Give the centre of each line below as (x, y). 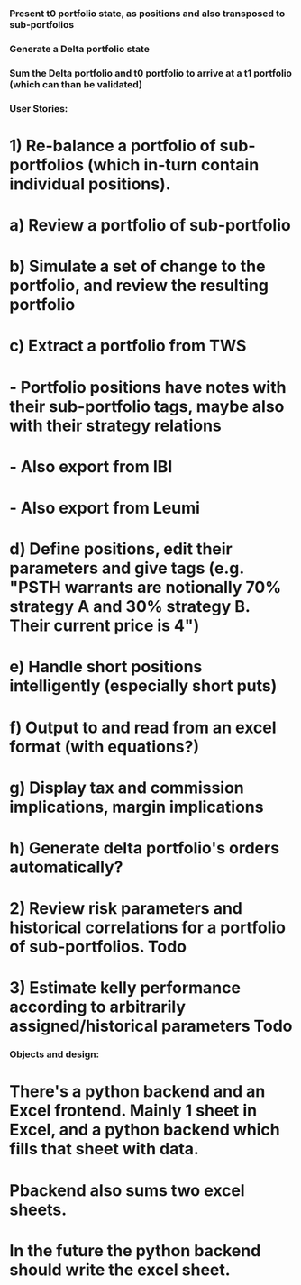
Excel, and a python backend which (145, 1130)
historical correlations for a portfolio (148, 928)
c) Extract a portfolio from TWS (128, 346)
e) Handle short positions (106, 667)
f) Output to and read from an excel (143, 727)
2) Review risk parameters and (126, 909)
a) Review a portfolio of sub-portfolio (150, 226)
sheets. (38, 1209)
